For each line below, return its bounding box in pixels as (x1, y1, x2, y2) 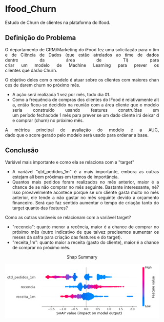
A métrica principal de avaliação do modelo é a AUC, (5, 127, 159, 133)
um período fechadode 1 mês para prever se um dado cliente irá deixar (12, 112, 155, 118)
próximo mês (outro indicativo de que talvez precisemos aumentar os (12, 229, 159, 235)
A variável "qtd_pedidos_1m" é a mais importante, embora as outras (12, 168, 159, 174)
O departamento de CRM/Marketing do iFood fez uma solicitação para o (5, 46, 152, 52)
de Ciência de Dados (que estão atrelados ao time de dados (11, 52, 159, 58)
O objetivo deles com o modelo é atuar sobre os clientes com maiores (5, 77, 148, 82)
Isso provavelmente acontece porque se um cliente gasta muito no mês (12, 189, 159, 195)
